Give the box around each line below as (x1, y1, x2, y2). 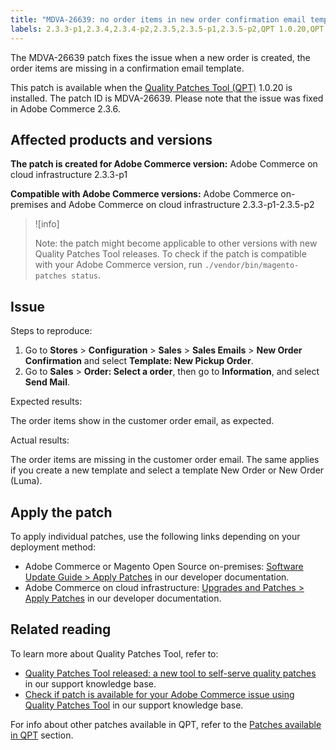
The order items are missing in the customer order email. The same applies (10, 454, 320, 466)
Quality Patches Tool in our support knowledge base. (24, 699, 244, 711)
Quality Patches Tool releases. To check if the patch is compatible (34, 248, 307, 260)
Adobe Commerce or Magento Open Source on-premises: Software (24, 560, 304, 572)
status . (71, 269, 102, 281)
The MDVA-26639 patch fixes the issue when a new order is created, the (10, 51, 311, 63)
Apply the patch (10, 504, 113, 521)
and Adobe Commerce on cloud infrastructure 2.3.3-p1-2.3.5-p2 (50, 199, 315, 211)
